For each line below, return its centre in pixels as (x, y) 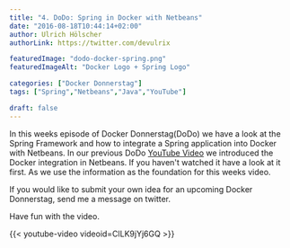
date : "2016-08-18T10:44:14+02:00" (76, 26)
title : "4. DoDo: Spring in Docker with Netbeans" (106, 18)
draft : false (34, 108)
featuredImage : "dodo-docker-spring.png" (88, 59)
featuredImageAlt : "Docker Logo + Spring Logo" (100, 67)
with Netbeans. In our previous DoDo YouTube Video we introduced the (141, 153)
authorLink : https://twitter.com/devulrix (90, 43)
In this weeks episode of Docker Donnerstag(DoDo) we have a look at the (145, 133)
